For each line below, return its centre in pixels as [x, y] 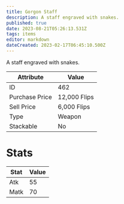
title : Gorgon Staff [32, 12]
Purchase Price [31, 97]
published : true [26, 23]
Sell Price [22, 107]
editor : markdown [28, 40]
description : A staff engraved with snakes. [63, 17]
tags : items [21, 34]
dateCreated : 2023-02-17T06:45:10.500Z [56, 46]
